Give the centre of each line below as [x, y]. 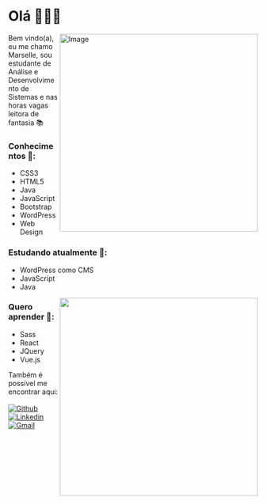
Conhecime [31, 146]
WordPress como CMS [57, 270]
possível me [28, 383]
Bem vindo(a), [31, 38]
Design [31, 232]
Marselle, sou [30, 55]
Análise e [23, 71]
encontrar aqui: [33, 392]
